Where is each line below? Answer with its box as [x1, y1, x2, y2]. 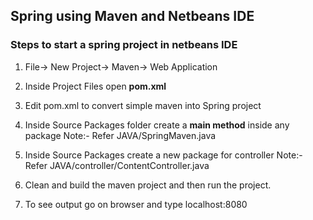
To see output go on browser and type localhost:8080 [24, 198, 248, 210]
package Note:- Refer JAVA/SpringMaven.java [24, 129, 217, 141]
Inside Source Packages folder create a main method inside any [24, 119, 290, 131]
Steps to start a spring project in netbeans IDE [10, 38, 238, 52]
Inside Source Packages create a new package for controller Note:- [24, 149, 303, 161]
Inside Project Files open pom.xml [24, 80, 167, 92]
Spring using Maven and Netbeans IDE [10, 8, 255, 25]
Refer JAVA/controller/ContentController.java [24, 159, 210, 171]
